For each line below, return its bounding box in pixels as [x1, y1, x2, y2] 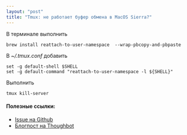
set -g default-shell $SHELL [6, 63, 78, 70]
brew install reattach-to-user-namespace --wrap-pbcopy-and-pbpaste [6, 42, 182, 48]
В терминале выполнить [6, 30, 68, 37]
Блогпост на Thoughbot [14, 122, 75, 129]
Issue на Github [14, 116, 53, 123]
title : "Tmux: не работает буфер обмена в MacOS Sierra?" [6, 14, 152, 20]
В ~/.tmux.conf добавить [6, 52, 68, 59]
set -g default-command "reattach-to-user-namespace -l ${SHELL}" [6, 68, 173, 74]
